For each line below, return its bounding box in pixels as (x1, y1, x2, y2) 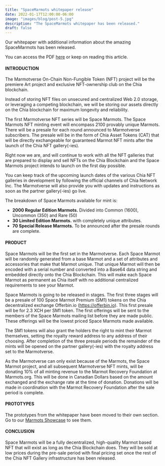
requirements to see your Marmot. (5, 282, 75, 288)
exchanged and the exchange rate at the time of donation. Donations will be (5, 379, 159, 385)
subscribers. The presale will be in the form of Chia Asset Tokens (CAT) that (5, 132, 160, 138)
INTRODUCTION (5, 65, 39, 71)
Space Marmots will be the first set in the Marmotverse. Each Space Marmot (5, 251, 161, 256)
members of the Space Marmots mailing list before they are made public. (5, 312, 153, 319)
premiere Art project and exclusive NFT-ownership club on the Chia (5, 82, 142, 87)
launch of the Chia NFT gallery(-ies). (5, 143, 80, 149)
